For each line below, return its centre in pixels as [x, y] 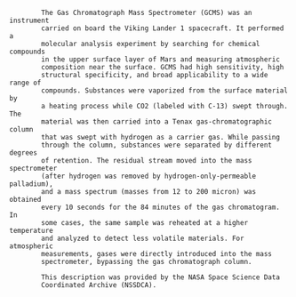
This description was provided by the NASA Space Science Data [160, 277]
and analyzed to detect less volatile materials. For [143, 238]
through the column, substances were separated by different [157, 145]
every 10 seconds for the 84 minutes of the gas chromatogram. [160, 207]
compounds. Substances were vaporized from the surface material [165, 91]
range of [25, 83]
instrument [29, 20]
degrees [24, 153]
